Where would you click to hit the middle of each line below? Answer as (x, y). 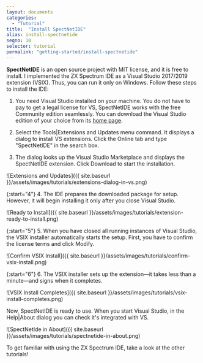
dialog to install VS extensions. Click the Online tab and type (91, 139)
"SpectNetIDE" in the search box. (57, 145)
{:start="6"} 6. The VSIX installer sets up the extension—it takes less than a (101, 274)
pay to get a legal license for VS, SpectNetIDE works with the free (98, 107)
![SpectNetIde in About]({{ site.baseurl (55, 329)
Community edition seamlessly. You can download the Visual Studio (101, 113)
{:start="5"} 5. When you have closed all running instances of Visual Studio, (102, 231)
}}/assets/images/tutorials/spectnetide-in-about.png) (73, 335)
